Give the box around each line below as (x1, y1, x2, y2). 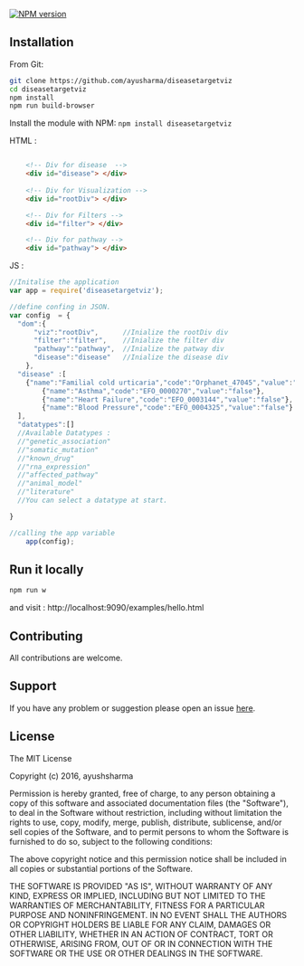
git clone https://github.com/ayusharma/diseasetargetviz (9, 76, 233, 85)
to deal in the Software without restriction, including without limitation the (9, 807, 282, 818)
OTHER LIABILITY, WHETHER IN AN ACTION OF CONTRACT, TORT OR (9, 928, 273, 940)
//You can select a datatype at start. (17, 496, 168, 506)
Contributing (9, 629, 83, 644)
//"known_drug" (17, 453, 75, 463)
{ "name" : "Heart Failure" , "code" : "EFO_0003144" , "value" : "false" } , (42, 394, 294, 404)
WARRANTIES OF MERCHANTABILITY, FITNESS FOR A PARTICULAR (9, 900, 265, 911)
